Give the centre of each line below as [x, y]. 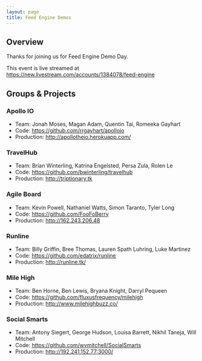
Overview [25, 42]
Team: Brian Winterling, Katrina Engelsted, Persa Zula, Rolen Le [94, 166]
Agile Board [24, 194]
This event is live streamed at [43, 68]
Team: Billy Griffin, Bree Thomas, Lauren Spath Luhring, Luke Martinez [103, 249]
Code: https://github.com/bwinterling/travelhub [74, 172]
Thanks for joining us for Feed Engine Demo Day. [67, 57]
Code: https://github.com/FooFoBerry [62, 214]
